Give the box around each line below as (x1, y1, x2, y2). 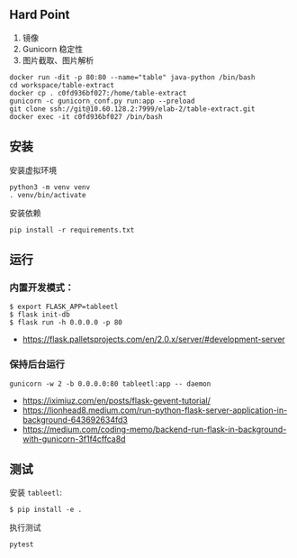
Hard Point (9, 7, 70, 23)
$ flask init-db (9, 310, 70, 319)
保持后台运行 (9, 358, 66, 370)
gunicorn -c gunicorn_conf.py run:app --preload (9, 96, 195, 105)
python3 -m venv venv (9, 182, 91, 192)
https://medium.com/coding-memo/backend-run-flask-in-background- (22, 424, 287, 435)
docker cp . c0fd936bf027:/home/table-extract (9, 88, 187, 97)
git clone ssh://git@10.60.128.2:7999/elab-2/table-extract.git (9, 104, 256, 114)
